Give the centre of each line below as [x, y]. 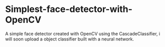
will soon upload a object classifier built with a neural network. [70, 39]
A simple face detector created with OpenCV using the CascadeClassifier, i [83, 33]
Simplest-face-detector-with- [69, 9]
